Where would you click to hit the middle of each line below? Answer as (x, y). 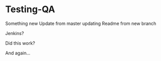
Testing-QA (30, 9)
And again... (18, 53)
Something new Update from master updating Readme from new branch (81, 23)
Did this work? (20, 43)
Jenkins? (15, 33)
